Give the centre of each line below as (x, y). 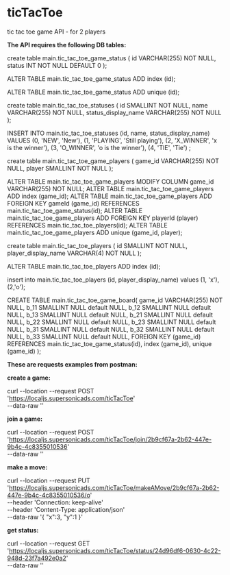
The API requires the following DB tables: (67, 45)
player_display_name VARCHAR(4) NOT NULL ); (74, 253)
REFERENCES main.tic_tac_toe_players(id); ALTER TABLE (87, 225)
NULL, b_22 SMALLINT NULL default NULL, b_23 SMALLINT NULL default (112, 322)
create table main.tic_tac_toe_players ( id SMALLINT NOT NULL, (98, 245)
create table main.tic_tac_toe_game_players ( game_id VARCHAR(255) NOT (113, 161)
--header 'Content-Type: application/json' (66, 509)
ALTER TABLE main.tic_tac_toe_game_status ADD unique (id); (93, 92)
